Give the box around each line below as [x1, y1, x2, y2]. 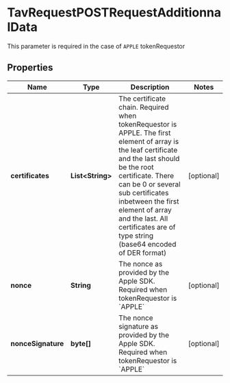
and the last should [118, 153, 180, 163]
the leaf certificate [118, 145, 178, 155]
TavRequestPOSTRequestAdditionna [7, 5, 222, 21]
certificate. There [118, 171, 175, 180]
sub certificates [118, 188, 169, 197]
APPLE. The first [118, 128, 171, 138]
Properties [7, 62, 53, 73]
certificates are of [118, 222, 176, 232]
